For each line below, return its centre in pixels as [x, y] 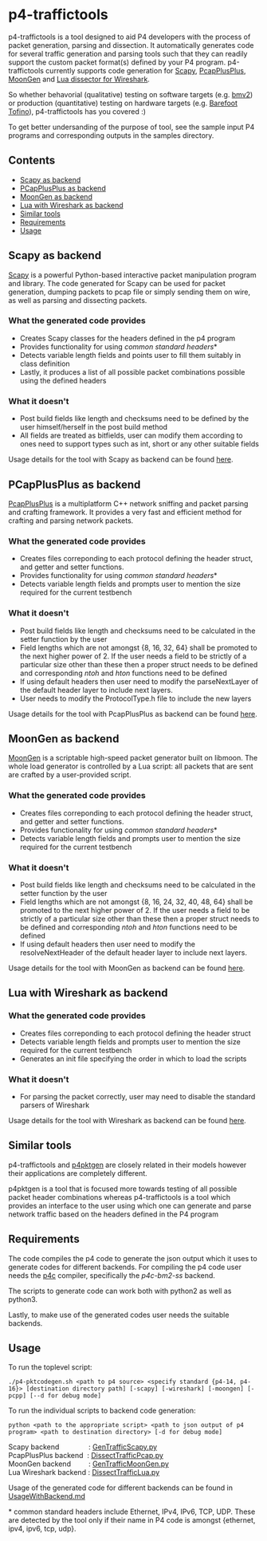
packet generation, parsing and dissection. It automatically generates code [131, 45]
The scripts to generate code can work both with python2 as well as [120, 1291]
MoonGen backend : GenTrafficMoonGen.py [89, 1464]
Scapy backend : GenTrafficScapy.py [83, 1447]
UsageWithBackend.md [47, 1496]
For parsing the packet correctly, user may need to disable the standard [137, 1096]
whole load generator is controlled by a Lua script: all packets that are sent [131, 766]
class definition [45, 364]
